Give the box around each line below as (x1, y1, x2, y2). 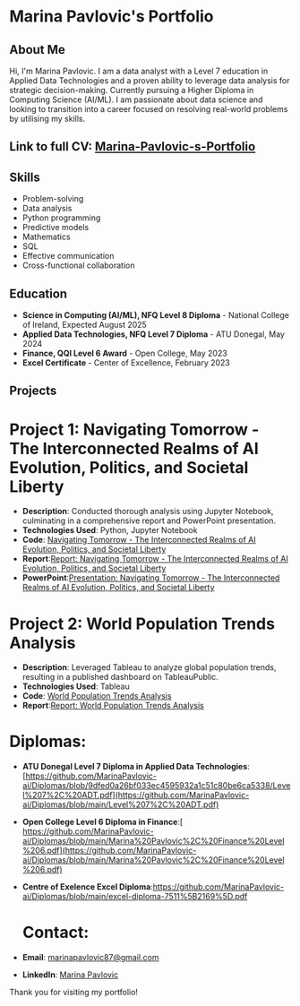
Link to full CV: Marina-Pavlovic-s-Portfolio (9, 139, 256, 154)
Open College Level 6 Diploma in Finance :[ (21, 817, 184, 828)
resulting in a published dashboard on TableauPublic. (21, 672, 219, 683)
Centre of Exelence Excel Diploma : (21, 881, 154, 892)
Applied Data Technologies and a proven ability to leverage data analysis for (9, 75, 290, 86)
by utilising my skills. (9, 114, 86, 124)
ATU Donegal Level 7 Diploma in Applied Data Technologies (21, 761, 248, 772)
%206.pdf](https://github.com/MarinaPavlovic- (21, 845, 197, 856)
